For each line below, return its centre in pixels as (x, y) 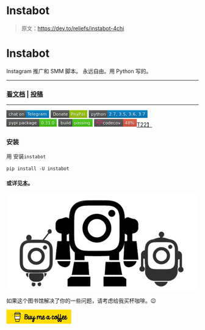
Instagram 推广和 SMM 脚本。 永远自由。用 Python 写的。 (79, 71)
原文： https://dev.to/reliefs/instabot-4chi (73, 28)
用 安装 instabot (26, 156)
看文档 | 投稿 (25, 94)
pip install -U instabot (38, 169)
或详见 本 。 (20, 183)
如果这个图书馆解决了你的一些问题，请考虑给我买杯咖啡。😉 (81, 301)
